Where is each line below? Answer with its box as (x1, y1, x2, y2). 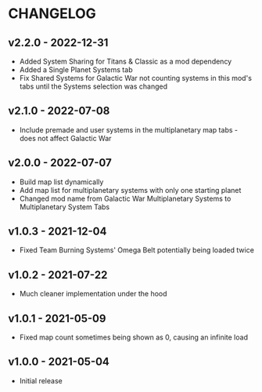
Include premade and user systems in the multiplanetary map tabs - (19, 125, 239, 134)
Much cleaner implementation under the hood (19, 289, 167, 299)
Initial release (19, 376, 63, 385)
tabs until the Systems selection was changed (19, 82, 168, 91)
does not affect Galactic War (19, 133, 112, 143)
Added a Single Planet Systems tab (19, 65, 133, 74)
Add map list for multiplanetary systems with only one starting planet (19, 185, 242, 194)
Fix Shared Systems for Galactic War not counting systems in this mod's (19, 74, 253, 82)
